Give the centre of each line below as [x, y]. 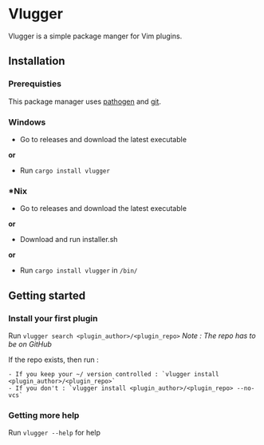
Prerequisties [35, 84]
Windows [27, 122]
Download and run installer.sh [69, 240]
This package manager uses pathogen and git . [85, 101]
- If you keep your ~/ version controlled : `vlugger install [114, 374]
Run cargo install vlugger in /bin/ [79, 270]
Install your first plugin [53, 318]
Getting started [47, 295]
